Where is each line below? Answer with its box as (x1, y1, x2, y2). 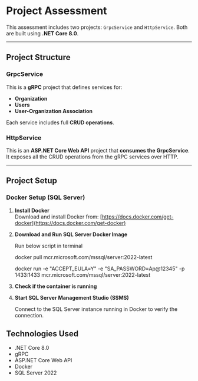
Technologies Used (6, 329, 78, 339)
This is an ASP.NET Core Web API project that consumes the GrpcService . (6, 147, 190, 154)
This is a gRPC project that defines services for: (6, 84, 123, 91)
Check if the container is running (14, 283, 97, 290)
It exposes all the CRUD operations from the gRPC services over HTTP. (6, 153, 179, 160)
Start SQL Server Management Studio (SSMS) (14, 294, 130, 301)
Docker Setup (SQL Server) (6, 193, 85, 201)
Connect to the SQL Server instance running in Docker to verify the (14, 305, 178, 313)
